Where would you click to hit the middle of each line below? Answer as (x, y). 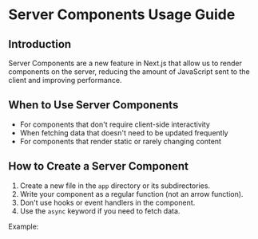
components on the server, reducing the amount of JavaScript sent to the (129, 72)
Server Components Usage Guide (122, 15)
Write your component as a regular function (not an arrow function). (131, 194)
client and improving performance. (65, 80)
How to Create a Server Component (99, 166)
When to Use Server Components (93, 105)
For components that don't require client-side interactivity (115, 124)
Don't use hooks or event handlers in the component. (107, 202)
